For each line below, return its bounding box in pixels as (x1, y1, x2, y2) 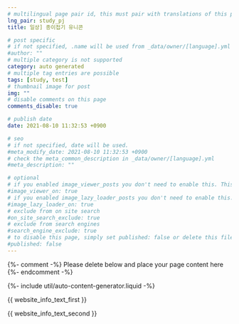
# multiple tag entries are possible (7, 69, 119, 77)
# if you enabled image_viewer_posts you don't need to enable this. (7, 181, 218, 189)
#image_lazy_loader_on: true (7, 201, 94, 208)
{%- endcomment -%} (7, 268, 73, 276)
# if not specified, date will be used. (7, 142, 129, 149)
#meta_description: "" (7, 162, 75, 169)
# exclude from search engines (7, 221, 100, 228)
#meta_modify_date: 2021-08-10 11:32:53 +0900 (7, 148, 148, 155)
